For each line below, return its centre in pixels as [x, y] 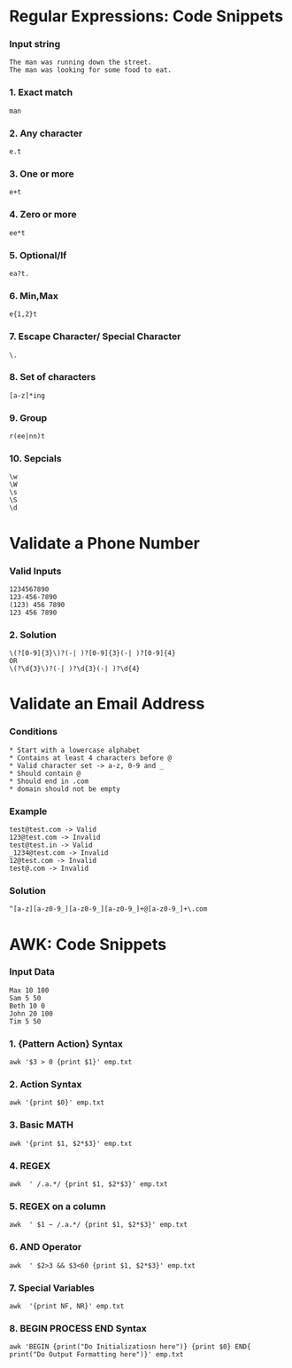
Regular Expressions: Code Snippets [146, 16]
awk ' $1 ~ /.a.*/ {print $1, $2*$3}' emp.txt [99, 1225]
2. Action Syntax [46, 1085]
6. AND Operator [46, 1247]
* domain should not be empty [65, 789]
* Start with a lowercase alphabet [75, 750]
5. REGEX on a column [58, 1206]
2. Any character [46, 133]
